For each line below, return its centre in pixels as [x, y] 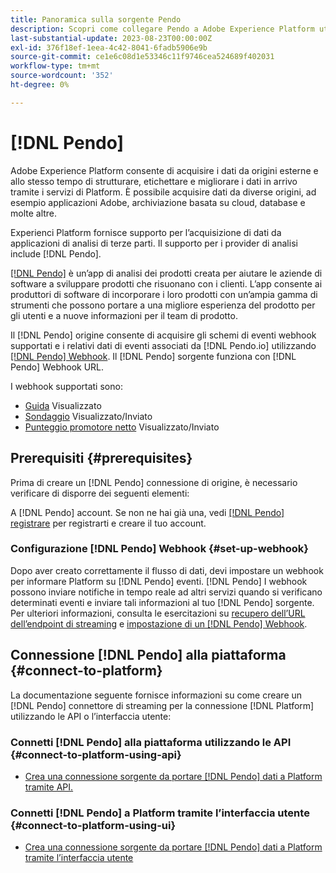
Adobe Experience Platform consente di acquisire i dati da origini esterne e [164, 170]
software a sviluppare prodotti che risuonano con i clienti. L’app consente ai [166, 283]
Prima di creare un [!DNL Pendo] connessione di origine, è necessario [154, 482]
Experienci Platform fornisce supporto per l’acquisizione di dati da [146, 232]
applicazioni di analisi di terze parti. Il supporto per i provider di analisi [154, 243]
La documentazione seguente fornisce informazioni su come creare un [156, 695]
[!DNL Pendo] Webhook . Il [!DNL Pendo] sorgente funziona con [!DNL [153, 356]
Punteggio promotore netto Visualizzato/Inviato [122, 427]
